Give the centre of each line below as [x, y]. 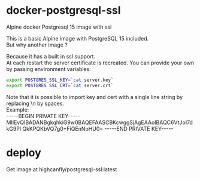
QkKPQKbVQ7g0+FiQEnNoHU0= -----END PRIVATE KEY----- [98, 128]
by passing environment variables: [49, 69]
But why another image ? [37, 45]
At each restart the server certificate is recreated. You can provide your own [100, 63]
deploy [24, 152]
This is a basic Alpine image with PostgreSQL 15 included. [78, 38]
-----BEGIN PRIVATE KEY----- [43, 116]
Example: [18, 109]
